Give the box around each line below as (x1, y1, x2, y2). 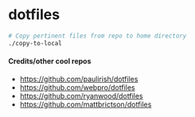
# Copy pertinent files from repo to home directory (8, 32, 187, 40)
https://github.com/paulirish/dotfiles (19, 74, 138, 84)
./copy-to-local (8, 39, 62, 47)
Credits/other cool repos (8, 57, 92, 66)
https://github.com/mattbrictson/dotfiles (19, 99, 152, 109)
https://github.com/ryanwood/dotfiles (19, 91, 143, 100)
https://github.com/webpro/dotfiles (19, 82, 135, 92)
